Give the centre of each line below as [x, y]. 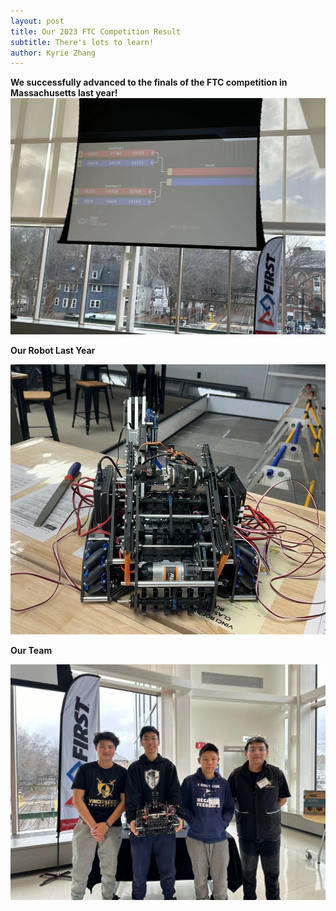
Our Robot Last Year [53, 350]
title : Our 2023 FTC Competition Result [96, 31]
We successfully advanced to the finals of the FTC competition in [149, 82]
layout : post [37, 21]
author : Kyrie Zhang [53, 53]
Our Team [31, 650]
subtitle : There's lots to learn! [82, 42]
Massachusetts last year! [64, 93]
